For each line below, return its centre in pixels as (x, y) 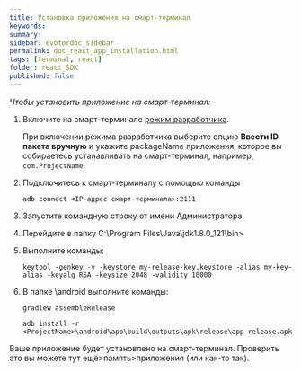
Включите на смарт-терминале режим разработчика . (125, 119)
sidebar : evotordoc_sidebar (62, 43)
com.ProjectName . (54, 165)
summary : (26, 34)
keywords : (28, 26)
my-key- (278, 267)
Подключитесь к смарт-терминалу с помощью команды (131, 182)
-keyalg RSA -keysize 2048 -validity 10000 (129, 275)
